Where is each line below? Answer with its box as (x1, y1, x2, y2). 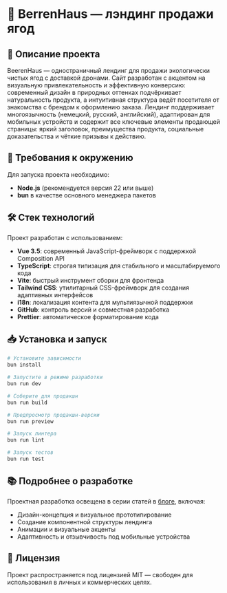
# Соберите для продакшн (7, 392, 78, 400)
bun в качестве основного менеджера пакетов (17, 191, 156, 199)
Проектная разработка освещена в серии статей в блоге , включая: (7, 497, 206, 505)
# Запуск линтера (7, 430, 57, 438)
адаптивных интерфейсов (17, 290, 94, 299)
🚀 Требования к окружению (7, 152, 133, 164)
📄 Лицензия (7, 552, 61, 564)
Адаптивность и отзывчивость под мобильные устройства (17, 532, 191, 541)
